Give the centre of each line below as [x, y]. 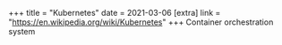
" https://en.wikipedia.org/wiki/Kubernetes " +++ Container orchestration [141, 22]
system [22, 31]
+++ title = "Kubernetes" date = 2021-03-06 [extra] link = [115, 13]
